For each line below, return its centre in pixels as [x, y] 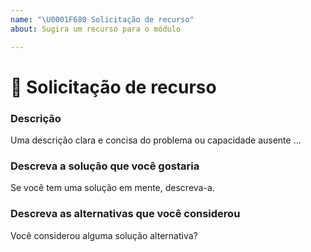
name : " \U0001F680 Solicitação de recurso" [102, 19]
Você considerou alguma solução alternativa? [104, 235]
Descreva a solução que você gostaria [105, 166]
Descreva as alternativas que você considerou [125, 214]
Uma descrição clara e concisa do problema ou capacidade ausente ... [156, 140]
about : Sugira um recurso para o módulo [96, 29]
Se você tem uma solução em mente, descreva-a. [112, 188]
